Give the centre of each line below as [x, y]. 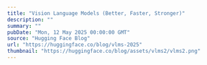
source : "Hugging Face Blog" [49, 39]
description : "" [30, 20]
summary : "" [24, 26]
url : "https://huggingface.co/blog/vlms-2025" [75, 45]
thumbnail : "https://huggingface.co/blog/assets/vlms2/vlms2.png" [104, 51]
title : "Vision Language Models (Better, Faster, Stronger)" [96, 13]
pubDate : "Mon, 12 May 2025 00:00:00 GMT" [69, 32]
